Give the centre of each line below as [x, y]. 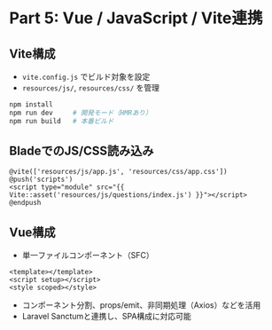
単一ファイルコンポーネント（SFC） [88, 255]
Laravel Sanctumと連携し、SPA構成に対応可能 [107, 317]
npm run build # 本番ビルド [62, 121]
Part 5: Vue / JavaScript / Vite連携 [136, 18]
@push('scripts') [41, 180]
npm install [31, 105]
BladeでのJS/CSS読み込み [82, 151]
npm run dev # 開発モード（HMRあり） [81, 113]
